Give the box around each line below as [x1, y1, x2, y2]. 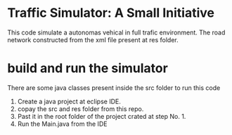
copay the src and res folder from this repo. [17, 104, 144, 113]
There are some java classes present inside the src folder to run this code [7, 83, 221, 92]
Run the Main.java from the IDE [17, 120, 108, 128]
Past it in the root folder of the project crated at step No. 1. [17, 112, 186, 120]
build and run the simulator [7, 60, 169, 77]
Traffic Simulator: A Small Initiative [7, 5, 214, 21]
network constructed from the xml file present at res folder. [7, 35, 179, 44]
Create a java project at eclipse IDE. [17, 97, 121, 105]
